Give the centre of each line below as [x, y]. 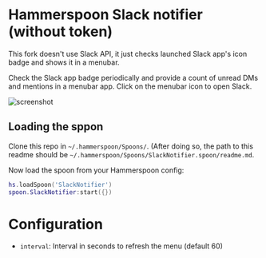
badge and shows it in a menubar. [64, 62]
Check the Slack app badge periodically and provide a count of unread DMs [133, 77]
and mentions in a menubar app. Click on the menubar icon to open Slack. [130, 86]
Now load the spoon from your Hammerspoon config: [96, 170]
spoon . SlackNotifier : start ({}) [60, 192]
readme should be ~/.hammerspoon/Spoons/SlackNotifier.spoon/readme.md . [131, 154]
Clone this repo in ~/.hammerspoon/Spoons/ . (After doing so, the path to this [131, 146]
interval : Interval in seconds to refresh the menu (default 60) [121, 246]
